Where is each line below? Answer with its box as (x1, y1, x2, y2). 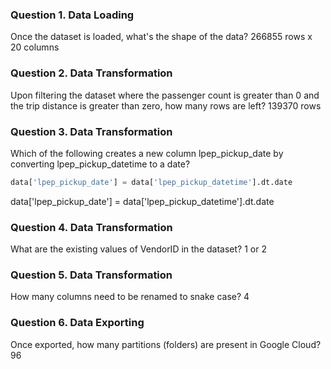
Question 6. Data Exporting (10, 316, 145, 330)
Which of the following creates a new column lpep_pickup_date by (10, 147, 284, 159)
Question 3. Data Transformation (10, 124, 173, 138)
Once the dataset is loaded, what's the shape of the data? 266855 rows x (10, 31, 313, 43)
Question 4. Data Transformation (10, 220, 173, 234)
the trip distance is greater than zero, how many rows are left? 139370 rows (10, 99, 322, 112)
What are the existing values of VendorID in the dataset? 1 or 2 (10, 243, 267, 255)
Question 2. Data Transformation (10, 66, 173, 80)
